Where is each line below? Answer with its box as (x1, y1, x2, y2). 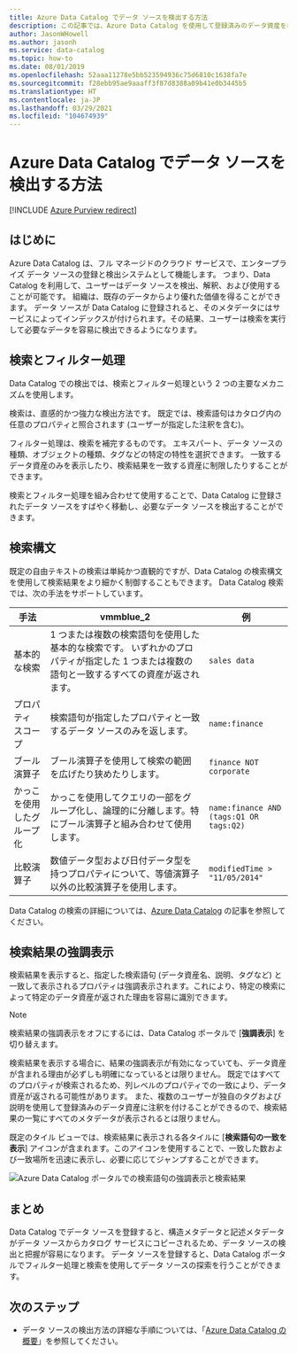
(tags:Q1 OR (209, 812, 259, 821)
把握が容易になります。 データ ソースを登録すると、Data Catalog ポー (24, 1249, 278, 1259)
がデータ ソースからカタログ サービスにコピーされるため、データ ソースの (9, 1238, 278, 1249)
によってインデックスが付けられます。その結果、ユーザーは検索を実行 (32, 313, 286, 323)
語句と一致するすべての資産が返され (49, 668, 201, 681)
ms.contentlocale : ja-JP (9, 95, 101, 105)
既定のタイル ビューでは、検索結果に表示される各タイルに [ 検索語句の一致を (9, 1132, 287, 1143)
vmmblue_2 (100, 611, 150, 623)
